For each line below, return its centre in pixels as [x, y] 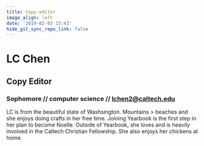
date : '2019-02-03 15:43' [39, 23]
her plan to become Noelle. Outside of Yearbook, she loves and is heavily [98, 125]
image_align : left [30, 18]
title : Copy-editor [31, 12]
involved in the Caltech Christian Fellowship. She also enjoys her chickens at [102, 131]
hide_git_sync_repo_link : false [47, 29]
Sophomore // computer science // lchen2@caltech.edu [91, 99]
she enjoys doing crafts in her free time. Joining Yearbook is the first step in [101, 119]
